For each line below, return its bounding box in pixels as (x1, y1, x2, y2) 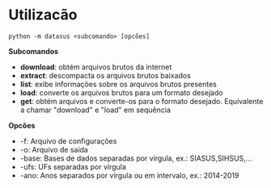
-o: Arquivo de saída (19, 144, 89, 154)
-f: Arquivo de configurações (19, 136, 117, 146)
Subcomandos (8, 46, 59, 56)
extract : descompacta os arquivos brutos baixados (19, 70, 192, 80)
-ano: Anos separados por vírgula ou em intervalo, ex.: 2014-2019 (19, 170, 239, 180)
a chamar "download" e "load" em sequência (19, 105, 171, 115)
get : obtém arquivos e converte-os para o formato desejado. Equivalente (19, 96, 264, 106)
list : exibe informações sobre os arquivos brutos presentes (19, 79, 217, 89)
